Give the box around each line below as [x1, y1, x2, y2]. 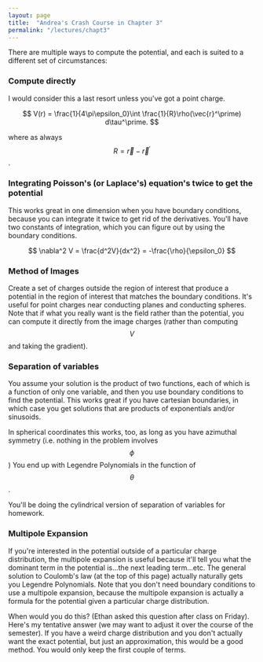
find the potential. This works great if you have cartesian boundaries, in [8, 395, 239, 405]
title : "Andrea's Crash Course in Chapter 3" [8, 19, 163, 27]
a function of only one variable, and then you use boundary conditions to [8, 387, 244, 397]
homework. [8, 509, 45, 518]
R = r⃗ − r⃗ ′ [113, 145, 151, 156]
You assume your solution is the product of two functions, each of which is [8, 379, 250, 388]
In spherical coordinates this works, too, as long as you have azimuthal [8, 428, 237, 437]
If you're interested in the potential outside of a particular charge [8, 546, 217, 555]
